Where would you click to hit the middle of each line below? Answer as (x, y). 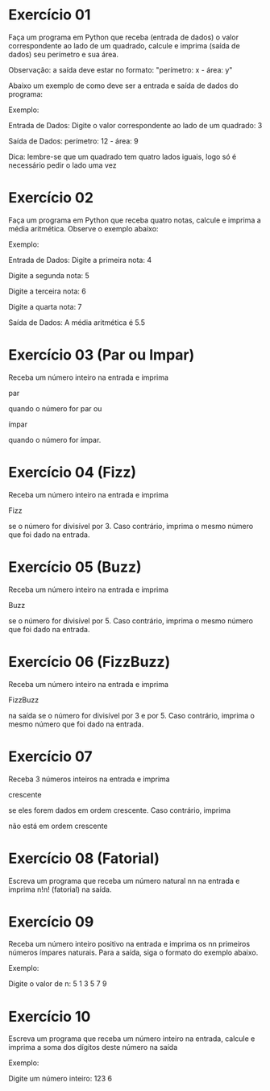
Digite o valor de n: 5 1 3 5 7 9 (58, 984)
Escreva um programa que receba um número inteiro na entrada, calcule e (132, 1039)
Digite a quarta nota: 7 (45, 306)
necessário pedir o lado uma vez (62, 165)
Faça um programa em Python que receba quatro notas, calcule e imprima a (135, 220)
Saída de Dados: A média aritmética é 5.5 (77, 322)
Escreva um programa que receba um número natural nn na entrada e (124, 881)
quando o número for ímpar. (55, 439)
